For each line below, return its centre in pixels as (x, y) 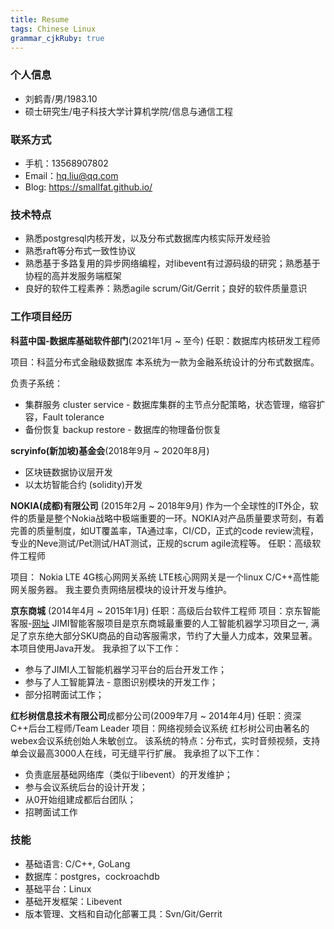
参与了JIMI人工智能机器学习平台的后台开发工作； (125, 669)
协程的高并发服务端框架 (73, 276)
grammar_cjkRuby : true (57, 38)
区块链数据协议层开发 (68, 472)
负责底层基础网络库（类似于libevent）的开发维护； (128, 774)
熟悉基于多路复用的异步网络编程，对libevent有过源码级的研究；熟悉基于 (172, 263)
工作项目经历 (41, 317)
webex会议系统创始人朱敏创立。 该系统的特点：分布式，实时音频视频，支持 (165, 740)
